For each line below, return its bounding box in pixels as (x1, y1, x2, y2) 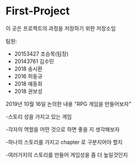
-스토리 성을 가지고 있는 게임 (5, 113, 72, 120)
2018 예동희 (14, 80, 43, 87)
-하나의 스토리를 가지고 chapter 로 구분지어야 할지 (5, 138, 123, 145)
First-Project (5, 4, 70, 18)
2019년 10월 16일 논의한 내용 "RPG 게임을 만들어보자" (5, 100, 132, 107)
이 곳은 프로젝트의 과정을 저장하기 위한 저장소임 (5, 25, 116, 32)
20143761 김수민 (14, 57, 54, 65)
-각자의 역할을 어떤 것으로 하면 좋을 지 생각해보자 (5, 126, 120, 133)
